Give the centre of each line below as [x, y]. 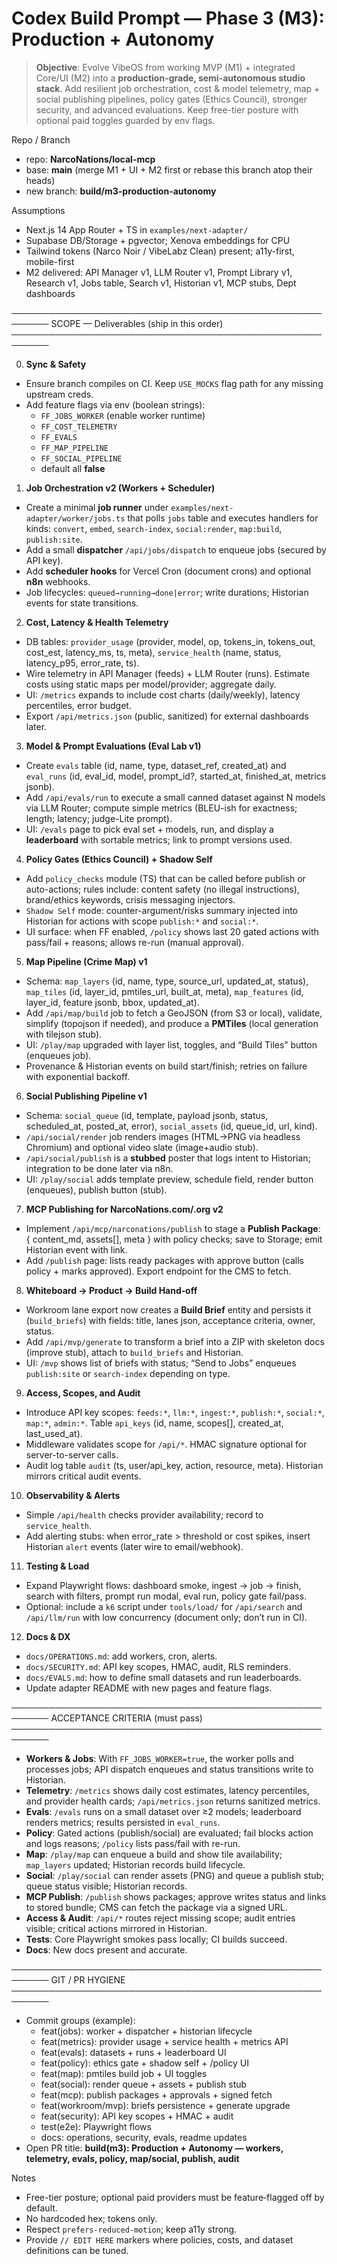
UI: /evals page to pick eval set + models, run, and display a [149, 829]
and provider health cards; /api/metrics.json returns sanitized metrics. [173, 1801]
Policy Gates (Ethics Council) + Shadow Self [119, 859]
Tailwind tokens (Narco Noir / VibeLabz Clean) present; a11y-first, [160, 251]
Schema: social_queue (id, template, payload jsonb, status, [147, 1115]
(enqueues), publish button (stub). [96, 1189]
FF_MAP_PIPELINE [74, 448]
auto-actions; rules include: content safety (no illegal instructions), [162, 889]
